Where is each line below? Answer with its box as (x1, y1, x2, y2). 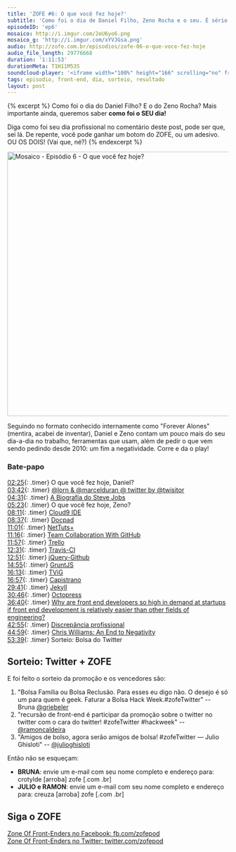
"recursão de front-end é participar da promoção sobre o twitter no (17, 710, 213, 719)
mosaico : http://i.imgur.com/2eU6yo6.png (7, 30, 131, 37)
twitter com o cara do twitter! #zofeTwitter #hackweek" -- (17, 718, 185, 727)
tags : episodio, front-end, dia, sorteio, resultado (7, 75, 165, 83)
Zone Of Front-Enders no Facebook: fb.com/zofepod (7, 829, 160, 838)
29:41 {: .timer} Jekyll (7, 583, 67, 591)
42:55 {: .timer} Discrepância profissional (7, 620, 125, 629)
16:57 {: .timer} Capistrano (7, 575, 82, 584)
